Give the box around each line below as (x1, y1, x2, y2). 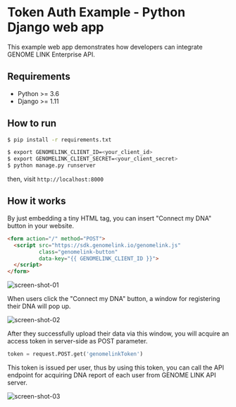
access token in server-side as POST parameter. (7, 337, 148, 346)
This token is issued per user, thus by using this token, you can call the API (7, 363, 224, 372)
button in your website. (7, 221, 74, 230)
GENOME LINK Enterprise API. (7, 50, 95, 59)
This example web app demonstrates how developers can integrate (7, 42, 203, 51)
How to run (7, 117, 57, 129)
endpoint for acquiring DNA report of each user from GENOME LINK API (7, 371, 216, 379)
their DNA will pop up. (7, 302, 71, 311)
